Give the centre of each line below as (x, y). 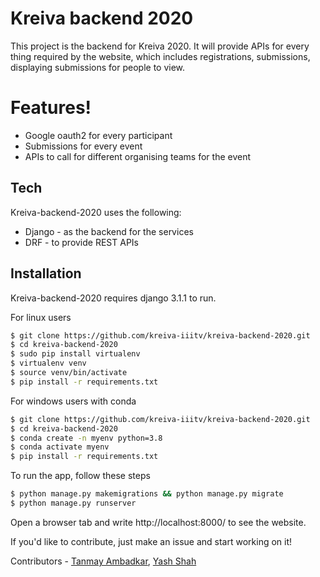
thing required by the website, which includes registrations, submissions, (160, 56)
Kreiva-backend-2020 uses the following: (96, 212)
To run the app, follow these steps (80, 476)
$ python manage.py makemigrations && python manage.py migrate (147, 494)
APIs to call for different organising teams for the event (138, 156)
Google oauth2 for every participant (98, 135)
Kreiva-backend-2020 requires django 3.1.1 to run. (113, 298)
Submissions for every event (83, 146)
